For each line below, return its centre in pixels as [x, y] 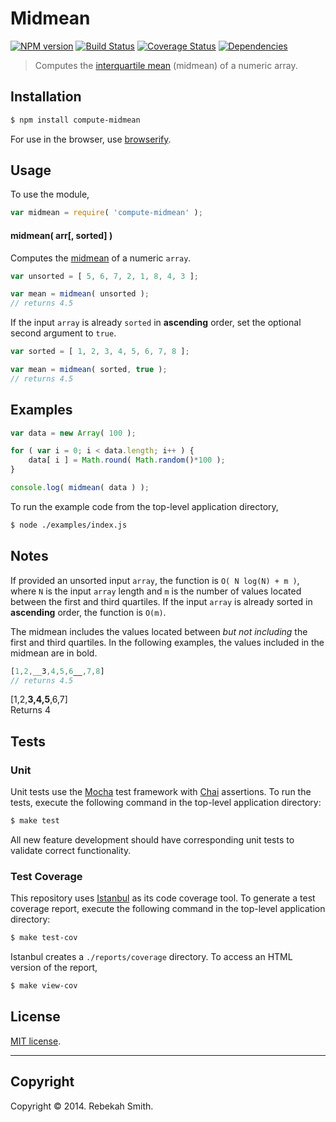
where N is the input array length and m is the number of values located [156, 591]
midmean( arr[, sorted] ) [61, 235]
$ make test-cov [44, 938]
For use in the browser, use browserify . [91, 139]
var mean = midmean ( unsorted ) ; [80, 294]
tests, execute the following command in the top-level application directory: [166, 803]
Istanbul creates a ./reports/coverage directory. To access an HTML [151, 957]
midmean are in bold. [54, 653]
